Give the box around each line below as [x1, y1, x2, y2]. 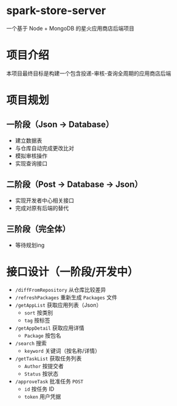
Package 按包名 [24, 332, 61, 339]
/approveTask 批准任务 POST [15, 378, 84, 385]
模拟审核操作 [15, 152, 47, 159]
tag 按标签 [24, 317, 50, 324]
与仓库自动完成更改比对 [15, 144, 74, 151]
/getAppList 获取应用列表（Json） [15, 302, 102, 309]
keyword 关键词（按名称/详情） [24, 347, 100, 355]
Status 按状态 [24, 370, 59, 377]
